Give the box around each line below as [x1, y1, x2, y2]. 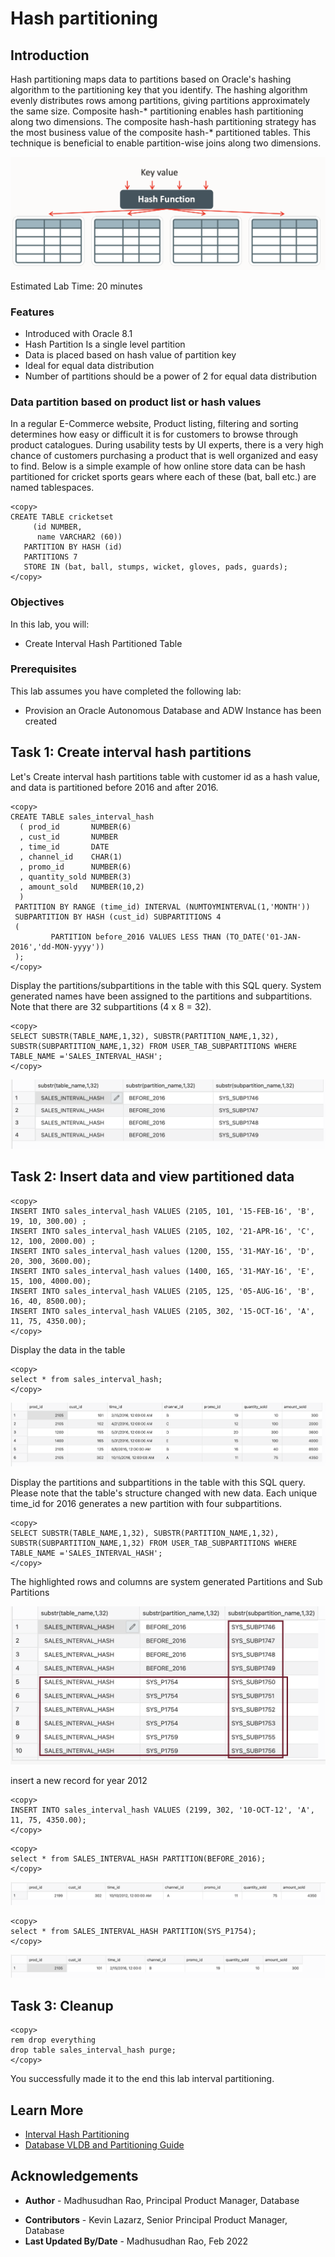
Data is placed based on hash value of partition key [24, 348, 237, 361]
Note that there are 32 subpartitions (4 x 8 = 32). [10, 1000, 212, 1012]
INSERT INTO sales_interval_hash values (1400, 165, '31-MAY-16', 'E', [10, 1266, 315, 1276]
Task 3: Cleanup [10, 1997, 114, 2014]
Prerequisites [10, 662, 77, 676]
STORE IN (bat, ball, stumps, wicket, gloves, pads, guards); [23, 562, 288, 572]
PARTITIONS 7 [23, 552, 78, 562]
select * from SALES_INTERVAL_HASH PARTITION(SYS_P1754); [10, 1927, 257, 1937]
